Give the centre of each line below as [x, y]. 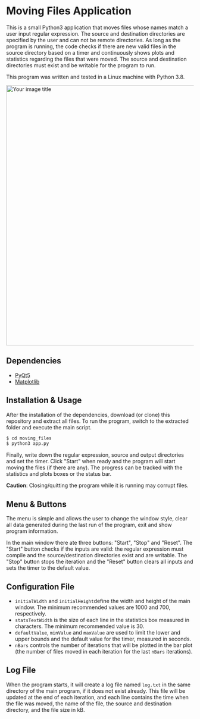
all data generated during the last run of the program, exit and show [89, 525]
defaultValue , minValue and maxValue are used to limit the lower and [97, 632]
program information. [32, 531]
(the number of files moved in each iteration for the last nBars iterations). [104, 651]
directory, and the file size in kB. [46, 709]
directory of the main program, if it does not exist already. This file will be [96, 690]
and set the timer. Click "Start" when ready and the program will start [91, 461]
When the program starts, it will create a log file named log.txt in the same [99, 685]
